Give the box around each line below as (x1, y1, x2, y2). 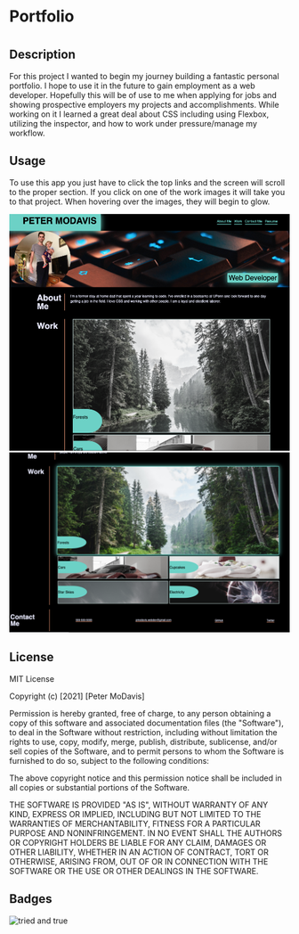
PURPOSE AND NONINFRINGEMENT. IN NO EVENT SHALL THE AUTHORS (9, 827, 283, 839)
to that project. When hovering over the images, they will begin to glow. (9, 196, 271, 207)
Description (9, 47, 76, 62)
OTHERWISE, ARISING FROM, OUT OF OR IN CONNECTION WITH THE (9, 856, 269, 866)
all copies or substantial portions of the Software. (9, 782, 190, 792)
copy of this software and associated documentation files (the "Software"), (9, 717, 285, 728)
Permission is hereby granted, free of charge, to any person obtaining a (9, 708, 271, 718)
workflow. (9, 127, 45, 138)
